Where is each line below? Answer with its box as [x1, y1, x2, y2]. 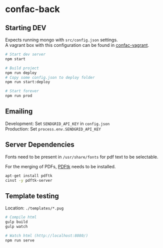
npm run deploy [5, 70, 37, 75]
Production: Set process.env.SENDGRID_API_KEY [5, 126, 101, 132]
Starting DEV [5, 24, 46, 32]
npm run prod [5, 93, 32, 98]
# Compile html [5, 215, 37, 220]
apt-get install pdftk [5, 173, 52, 178]
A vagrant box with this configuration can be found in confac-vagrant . [5, 42, 149, 48]
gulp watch [5, 224, 28, 229]
